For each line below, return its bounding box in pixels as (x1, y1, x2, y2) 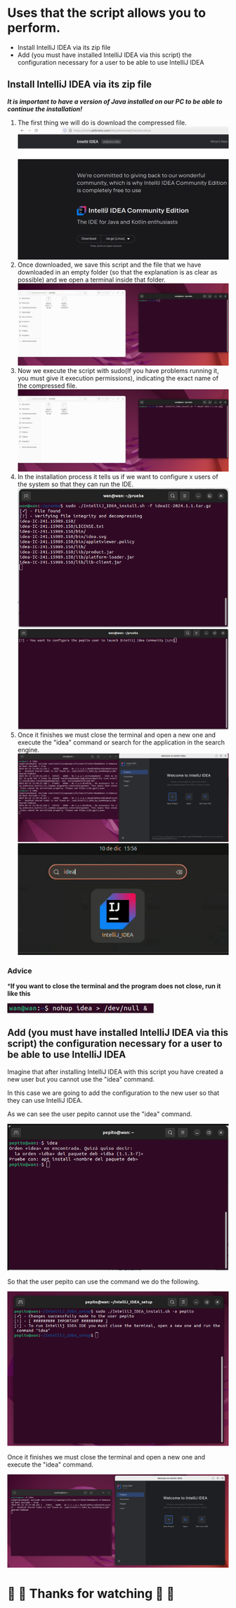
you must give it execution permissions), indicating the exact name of (17, 374, 219, 383)
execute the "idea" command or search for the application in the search (17, 737, 225, 747)
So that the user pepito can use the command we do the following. (7, 1277, 200, 1286)
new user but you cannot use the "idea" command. (7, 1075, 155, 1083)
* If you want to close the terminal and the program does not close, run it (7, 982, 221, 990)
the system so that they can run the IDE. (17, 480, 133, 488)
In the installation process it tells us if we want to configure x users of (17, 473, 219, 481)
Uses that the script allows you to (7, 5, 206, 21)
